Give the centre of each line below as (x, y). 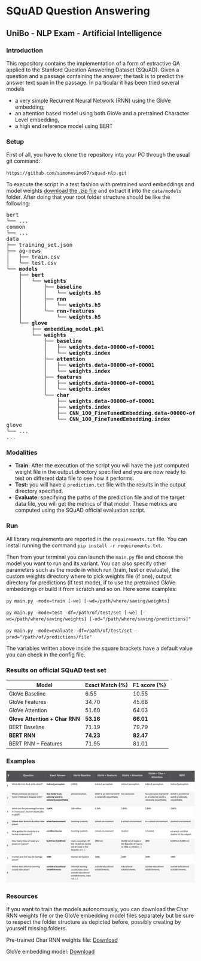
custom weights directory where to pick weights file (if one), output (89, 576)
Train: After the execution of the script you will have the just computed (102, 465)
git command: (23, 161)
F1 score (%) (149, 685)
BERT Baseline (27, 727)
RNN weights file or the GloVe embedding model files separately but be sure (100, 916)
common (16, 227)
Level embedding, (37, 120)
